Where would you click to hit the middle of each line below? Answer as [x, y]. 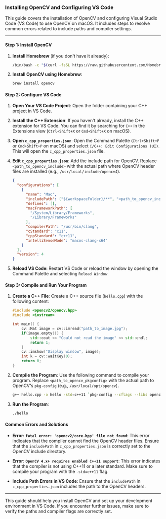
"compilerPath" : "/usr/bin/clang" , [62, 227]
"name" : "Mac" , [41, 195]
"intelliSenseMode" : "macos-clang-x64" [66, 240]
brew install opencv [33, 83]
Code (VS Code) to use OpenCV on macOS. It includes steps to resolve [78, 23]
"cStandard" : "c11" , [47, 231]
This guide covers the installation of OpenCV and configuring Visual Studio [81, 18]
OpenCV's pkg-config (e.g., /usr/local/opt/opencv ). [65, 386]
